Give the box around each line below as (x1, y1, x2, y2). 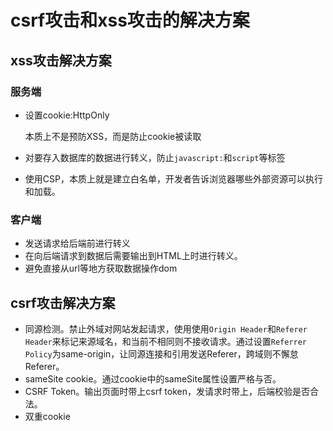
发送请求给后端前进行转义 (24, 237, 131, 250)
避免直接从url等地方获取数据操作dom (24, 262, 178, 275)
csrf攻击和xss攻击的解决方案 (10, 9, 250, 32)
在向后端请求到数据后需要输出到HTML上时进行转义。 (24, 250, 243, 262)
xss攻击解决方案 (10, 52, 112, 69)
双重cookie (24, 410, 71, 422)
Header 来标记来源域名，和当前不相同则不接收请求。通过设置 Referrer (24, 335, 308, 347)
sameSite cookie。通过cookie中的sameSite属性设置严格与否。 (24, 372, 282, 385)
